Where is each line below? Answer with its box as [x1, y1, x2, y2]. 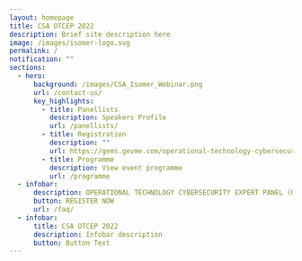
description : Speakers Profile [49, 113, 167, 122]
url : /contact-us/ [32, 88, 102, 97]
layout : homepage [9, 13, 75, 22]
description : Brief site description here [9, 30, 171, 39]
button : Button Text [32, 239, 111, 248]
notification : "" [9, 55, 75, 64]
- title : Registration [41, 130, 127, 139]
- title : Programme [41, 154, 115, 164]
